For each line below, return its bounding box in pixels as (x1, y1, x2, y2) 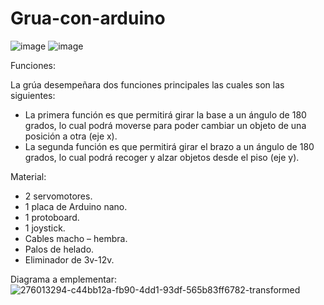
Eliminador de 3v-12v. (24, 253, 115, 266)
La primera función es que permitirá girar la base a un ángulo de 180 (24, 108, 307, 121)
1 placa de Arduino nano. (24, 200, 128, 212)
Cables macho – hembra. (24, 232, 128, 244)
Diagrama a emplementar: (10, 273, 117, 285)
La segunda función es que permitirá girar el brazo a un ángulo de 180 (24, 140, 315, 152)
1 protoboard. (24, 211, 80, 223)
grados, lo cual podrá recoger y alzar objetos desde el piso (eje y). (24, 151, 300, 163)
